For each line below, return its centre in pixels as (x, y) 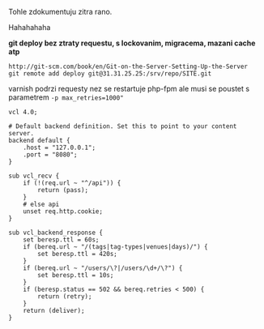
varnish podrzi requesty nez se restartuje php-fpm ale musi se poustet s (129, 89)
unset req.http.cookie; (63, 211)
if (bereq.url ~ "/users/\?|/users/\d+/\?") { (103, 268)
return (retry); (65, 297)
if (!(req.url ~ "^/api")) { (72, 183)
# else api (41, 204)
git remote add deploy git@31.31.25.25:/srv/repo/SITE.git (110, 74)
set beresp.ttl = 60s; (61, 240)
